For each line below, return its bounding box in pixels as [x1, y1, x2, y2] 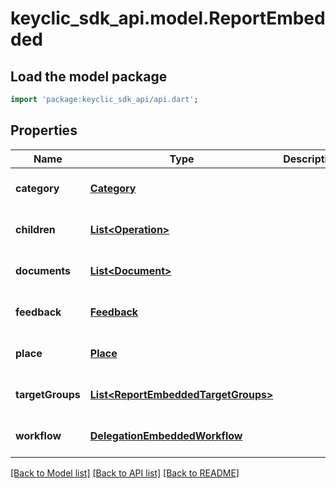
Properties [10, 122, 78, 139]
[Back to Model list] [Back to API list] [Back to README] [10, 467, 240, 479]
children [15, 222, 56, 236]
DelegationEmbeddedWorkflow [89, 428, 243, 442]
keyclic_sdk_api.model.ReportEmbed [10, 7, 326, 30]
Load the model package [10, 68, 168, 85]
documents [15, 263, 72, 277]
